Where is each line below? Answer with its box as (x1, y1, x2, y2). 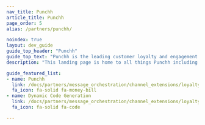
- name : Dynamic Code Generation (6, 93, 92, 99)
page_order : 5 (6, 20, 43, 26)
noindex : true (6, 37, 43, 43)
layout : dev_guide (6, 42, 53, 49)
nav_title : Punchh (6, 8, 53, 15)
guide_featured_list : (6, 70, 62, 76)
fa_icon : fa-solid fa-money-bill (12, 87, 97, 93)
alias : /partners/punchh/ (6, 25, 72, 32)
